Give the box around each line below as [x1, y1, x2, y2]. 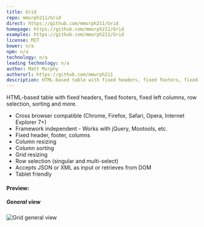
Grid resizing [15, 151, 48, 159]
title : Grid [6, 9, 37, 15]
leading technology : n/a [6, 60, 70, 66]
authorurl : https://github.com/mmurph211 [6, 71, 114, 77]
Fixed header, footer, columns [15, 132, 90, 139]
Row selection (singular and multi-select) [15, 157, 119, 165]
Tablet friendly [15, 170, 52, 178]
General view [6, 198, 41, 206]
